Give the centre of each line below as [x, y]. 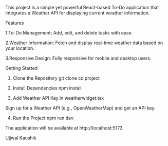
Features [15, 23]
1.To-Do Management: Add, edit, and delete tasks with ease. [69, 33]
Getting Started [22, 68]
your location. [20, 48]
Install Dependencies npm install [47, 88]
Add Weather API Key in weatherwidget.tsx [58, 98]
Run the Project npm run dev [43, 118]
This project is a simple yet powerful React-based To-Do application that [82, 7]
